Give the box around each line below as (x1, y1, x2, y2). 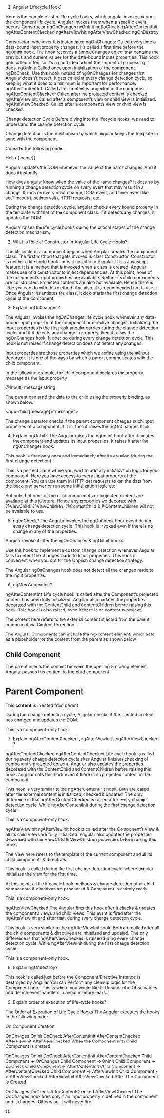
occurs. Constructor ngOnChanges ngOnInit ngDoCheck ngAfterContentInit (5, 24, 158, 30)
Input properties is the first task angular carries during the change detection (5, 325, 158, 330)
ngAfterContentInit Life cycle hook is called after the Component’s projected (5, 591, 159, 597)
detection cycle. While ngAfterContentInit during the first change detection (5, 802, 156, 808)
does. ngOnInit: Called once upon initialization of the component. (5, 65, 136, 71)
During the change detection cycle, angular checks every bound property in (5, 204, 158, 210)
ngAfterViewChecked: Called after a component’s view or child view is (5, 102, 147, 107)
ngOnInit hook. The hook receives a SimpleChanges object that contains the (5, 49, 159, 55)
